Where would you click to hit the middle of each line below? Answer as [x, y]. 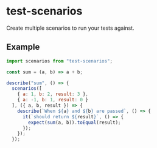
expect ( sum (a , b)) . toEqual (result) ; [75, 123]
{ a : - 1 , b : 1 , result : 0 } [53, 100]
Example [23, 47]
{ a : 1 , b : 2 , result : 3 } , [53, 94]
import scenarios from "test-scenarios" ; [60, 61]
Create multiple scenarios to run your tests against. [71, 28]
